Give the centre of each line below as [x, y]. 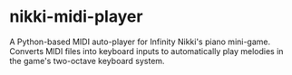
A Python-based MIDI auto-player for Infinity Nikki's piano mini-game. [140, 42]
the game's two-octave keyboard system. [87, 61]
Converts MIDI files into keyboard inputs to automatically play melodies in [146, 51]
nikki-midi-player [76, 17]
